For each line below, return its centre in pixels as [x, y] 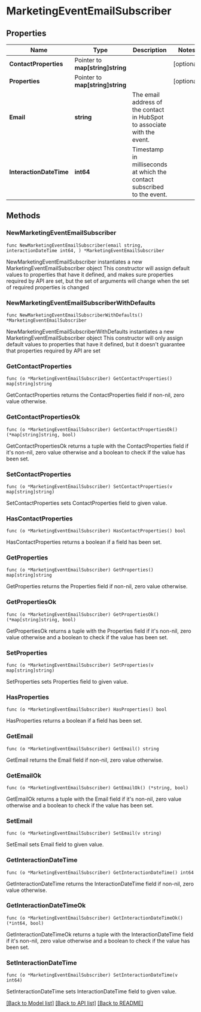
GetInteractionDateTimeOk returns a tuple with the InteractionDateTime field [100, 934]
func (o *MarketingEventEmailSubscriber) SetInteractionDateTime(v [92, 975]
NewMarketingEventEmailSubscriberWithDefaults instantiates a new [90, 331]
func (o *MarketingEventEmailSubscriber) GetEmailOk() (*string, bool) [97, 788]
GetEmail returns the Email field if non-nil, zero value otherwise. [85, 760]
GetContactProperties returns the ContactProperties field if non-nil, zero [95, 395]
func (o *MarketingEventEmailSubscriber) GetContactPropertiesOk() [92, 429]
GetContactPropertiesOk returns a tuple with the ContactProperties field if [98, 446]
